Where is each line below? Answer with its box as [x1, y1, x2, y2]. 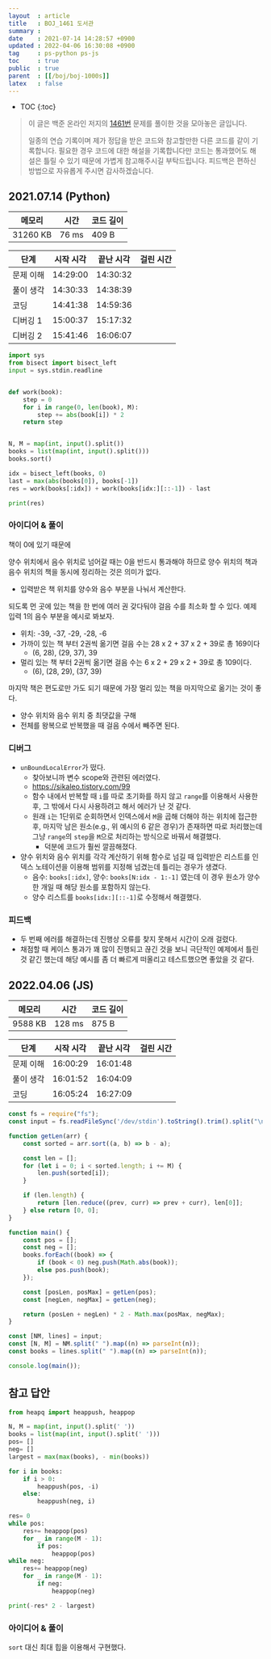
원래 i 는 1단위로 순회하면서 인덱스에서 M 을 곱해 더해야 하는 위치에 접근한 [31, 811, 258, 821]
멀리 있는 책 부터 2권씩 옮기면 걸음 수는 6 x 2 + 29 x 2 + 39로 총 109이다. [19, 657, 252, 667]
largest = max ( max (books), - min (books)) [8, 1452, 150, 1461]
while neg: [8, 1557, 45, 1565]
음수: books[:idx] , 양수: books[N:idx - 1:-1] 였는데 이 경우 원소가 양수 [31, 872, 261, 882]
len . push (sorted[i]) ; [37, 1169, 110, 1177]
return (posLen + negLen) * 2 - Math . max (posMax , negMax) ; [23, 1310, 226, 1318]
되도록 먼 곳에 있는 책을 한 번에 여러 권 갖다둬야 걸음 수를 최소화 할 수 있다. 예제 [8, 601, 257, 611]
